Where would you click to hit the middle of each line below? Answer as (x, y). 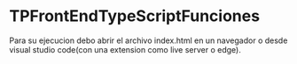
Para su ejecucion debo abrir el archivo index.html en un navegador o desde (148, 40)
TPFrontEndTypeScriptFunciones (134, 16)
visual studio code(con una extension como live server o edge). (125, 49)
